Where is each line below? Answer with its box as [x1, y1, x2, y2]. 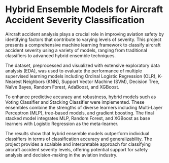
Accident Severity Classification [5, 14, 145, 26]
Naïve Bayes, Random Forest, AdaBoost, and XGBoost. [5, 84, 120, 90]
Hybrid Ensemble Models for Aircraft [5, 4, 163, 15]
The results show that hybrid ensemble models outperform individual [5, 130, 150, 136]
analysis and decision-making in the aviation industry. [5, 152, 118, 158]
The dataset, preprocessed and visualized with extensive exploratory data [5, 62, 160, 68]
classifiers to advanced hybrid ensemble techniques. [5, 52, 116, 59]
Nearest [5, 78, 22, 85]
